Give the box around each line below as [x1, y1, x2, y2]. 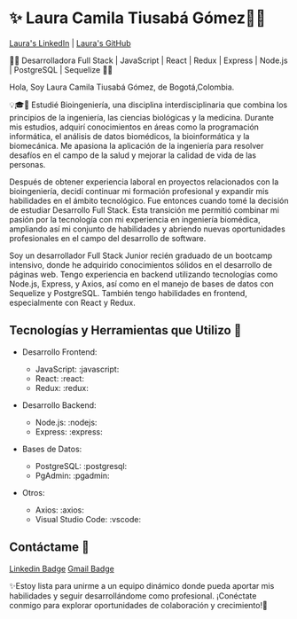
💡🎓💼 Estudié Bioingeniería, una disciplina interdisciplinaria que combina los [9, 99, 288, 110]
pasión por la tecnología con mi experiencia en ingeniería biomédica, [9, 214, 261, 224]
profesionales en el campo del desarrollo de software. [9, 232, 207, 243]
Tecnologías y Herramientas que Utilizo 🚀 [9, 323, 242, 338]
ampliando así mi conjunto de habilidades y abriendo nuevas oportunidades [9, 223, 285, 234]
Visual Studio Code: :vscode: [35, 513, 142, 524]
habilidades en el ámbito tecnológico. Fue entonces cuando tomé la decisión [9, 195, 289, 206]
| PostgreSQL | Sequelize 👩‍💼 [9, 64, 113, 74]
